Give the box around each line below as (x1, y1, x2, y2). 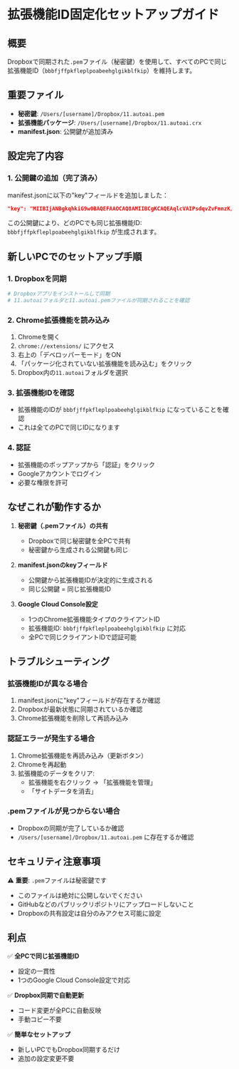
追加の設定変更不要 (17, 1054, 75, 1063)
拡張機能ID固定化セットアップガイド (7, 6, 220, 23)
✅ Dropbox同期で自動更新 (7, 991, 84, 1000)
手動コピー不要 (17, 1015, 62, 1023)
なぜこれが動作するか (7, 501, 101, 513)
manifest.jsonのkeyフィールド (17, 560, 108, 569)
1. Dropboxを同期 (7, 274, 67, 284)
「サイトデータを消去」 (28, 787, 97, 795)
